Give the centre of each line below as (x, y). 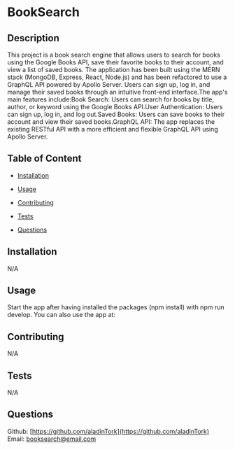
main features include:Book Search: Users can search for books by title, (111, 99)
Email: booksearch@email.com (52, 439)
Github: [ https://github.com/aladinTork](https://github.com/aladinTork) (108, 431)
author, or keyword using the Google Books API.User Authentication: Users (115, 107)
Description (33, 38)
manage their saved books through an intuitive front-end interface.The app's (117, 92)
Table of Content (44, 159)
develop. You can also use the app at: (61, 315)
